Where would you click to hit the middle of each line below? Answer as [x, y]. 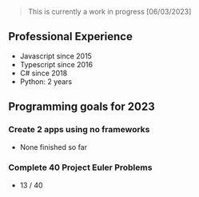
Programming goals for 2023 [82, 107]
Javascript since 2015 [56, 56]
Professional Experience [71, 36]
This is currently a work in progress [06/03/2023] [109, 12]
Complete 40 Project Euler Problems [80, 167]
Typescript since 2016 [56, 64]
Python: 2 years [46, 81]
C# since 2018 [44, 73]
